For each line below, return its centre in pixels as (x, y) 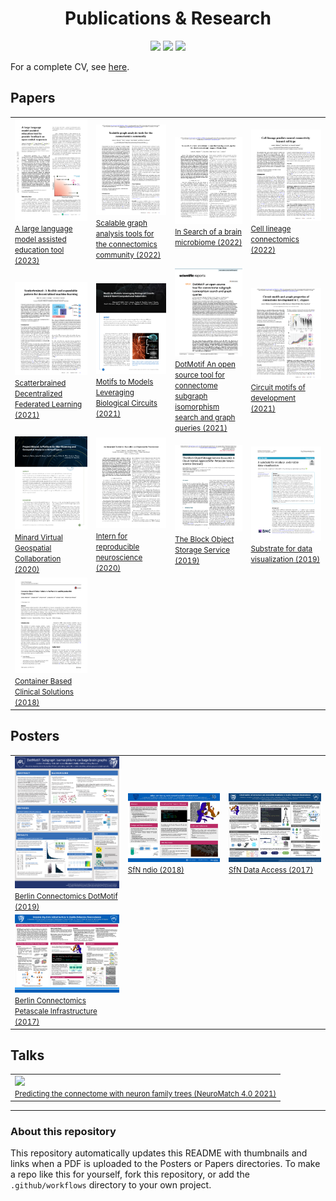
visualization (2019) (285, 559)
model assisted (40, 240)
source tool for (199, 375)
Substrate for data (281, 548)
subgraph (191, 397)
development (273, 398)
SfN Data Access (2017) (271, 870)
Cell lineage (271, 228)
